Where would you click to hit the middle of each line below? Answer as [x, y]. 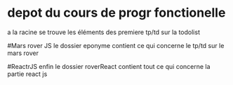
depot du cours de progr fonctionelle [116, 13]
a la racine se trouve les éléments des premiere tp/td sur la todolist [104, 32]
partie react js [27, 74]
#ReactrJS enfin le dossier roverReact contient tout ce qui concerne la [109, 66]
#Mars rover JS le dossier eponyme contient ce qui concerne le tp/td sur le [116, 45]
